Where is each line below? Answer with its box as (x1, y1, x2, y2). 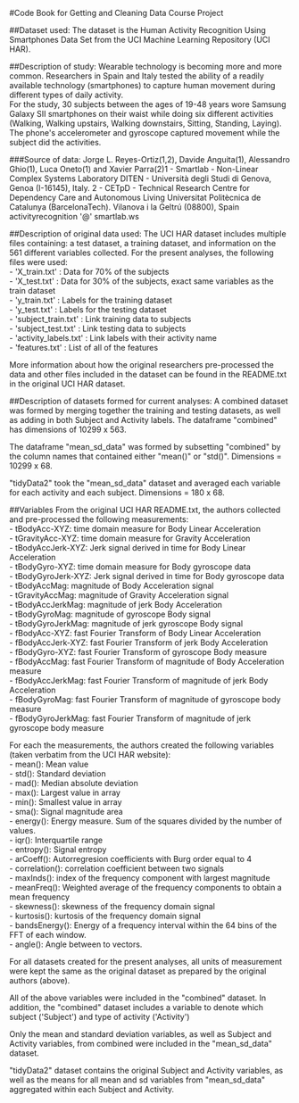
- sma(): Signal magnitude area (9, 807, 123, 817)
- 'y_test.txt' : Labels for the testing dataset (9, 304, 167, 315)
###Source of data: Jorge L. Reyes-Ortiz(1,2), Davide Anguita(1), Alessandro (9, 154, 290, 164)
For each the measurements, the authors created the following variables (9, 740, 275, 751)
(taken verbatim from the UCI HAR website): (9, 750, 171, 759)
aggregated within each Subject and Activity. (9, 1084, 175, 1094)
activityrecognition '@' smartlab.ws (9, 211, 140, 221)
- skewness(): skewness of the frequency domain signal (9, 901, 216, 911)
